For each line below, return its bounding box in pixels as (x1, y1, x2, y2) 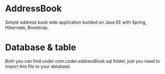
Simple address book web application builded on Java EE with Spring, (5, 19, 147, 25)
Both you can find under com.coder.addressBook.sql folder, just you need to (5, 58, 160, 64)
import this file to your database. (5, 63, 71, 69)
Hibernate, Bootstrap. (5, 24, 49, 30)
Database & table (5, 42, 76, 53)
